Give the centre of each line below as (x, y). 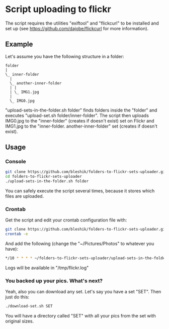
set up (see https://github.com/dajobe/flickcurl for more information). (77, 28)
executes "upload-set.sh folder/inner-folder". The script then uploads (77, 115)
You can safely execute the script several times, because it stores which (80, 191)
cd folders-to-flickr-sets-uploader (44, 177)
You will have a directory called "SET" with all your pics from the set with (80, 316)
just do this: (17, 297)
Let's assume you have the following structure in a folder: (65, 56)
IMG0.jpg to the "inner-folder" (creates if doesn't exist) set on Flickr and (80, 121)
